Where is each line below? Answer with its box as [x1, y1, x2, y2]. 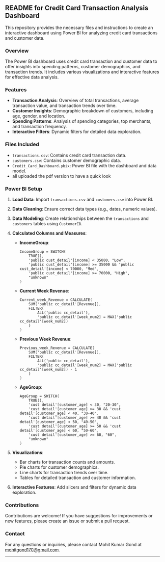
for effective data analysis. [5, 74, 59, 80]
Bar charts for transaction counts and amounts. [19, 459, 115, 465]
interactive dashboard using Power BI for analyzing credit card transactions [5, 29, 158, 36]
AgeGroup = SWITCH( [19, 394, 60, 399]
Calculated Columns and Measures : [12, 230, 87, 236]
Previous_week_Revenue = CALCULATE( [19, 346, 95, 350]
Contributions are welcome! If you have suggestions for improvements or [5, 513, 153, 519]
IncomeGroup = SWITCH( [19, 249, 66, 254]
